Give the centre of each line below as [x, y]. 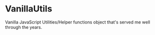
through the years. [24, 27]
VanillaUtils [29, 9]
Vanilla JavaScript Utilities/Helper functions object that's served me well [78, 22]
